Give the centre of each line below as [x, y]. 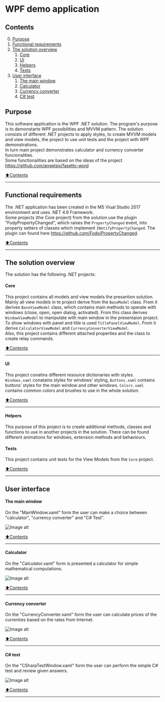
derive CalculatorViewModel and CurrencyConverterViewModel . [67, 328]
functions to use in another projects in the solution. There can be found [77, 432]
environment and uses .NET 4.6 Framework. [50, 212]
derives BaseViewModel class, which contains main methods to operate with [81, 307]
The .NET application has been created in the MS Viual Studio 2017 [73, 207]
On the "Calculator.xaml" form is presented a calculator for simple [72, 563]
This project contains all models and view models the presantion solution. [79, 296]
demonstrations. [22, 145]
